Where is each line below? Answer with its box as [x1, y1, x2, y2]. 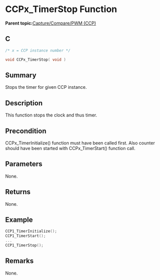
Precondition [5, 126, 47, 135]
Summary [5, 71, 37, 79]
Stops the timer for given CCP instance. [5, 84, 87, 90]
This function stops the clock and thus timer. [5, 112, 97, 118]
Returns [5, 188, 31, 196]
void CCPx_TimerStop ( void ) [5, 57, 66, 62]
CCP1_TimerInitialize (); [5, 229, 57, 234]
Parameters [5, 160, 43, 169]
